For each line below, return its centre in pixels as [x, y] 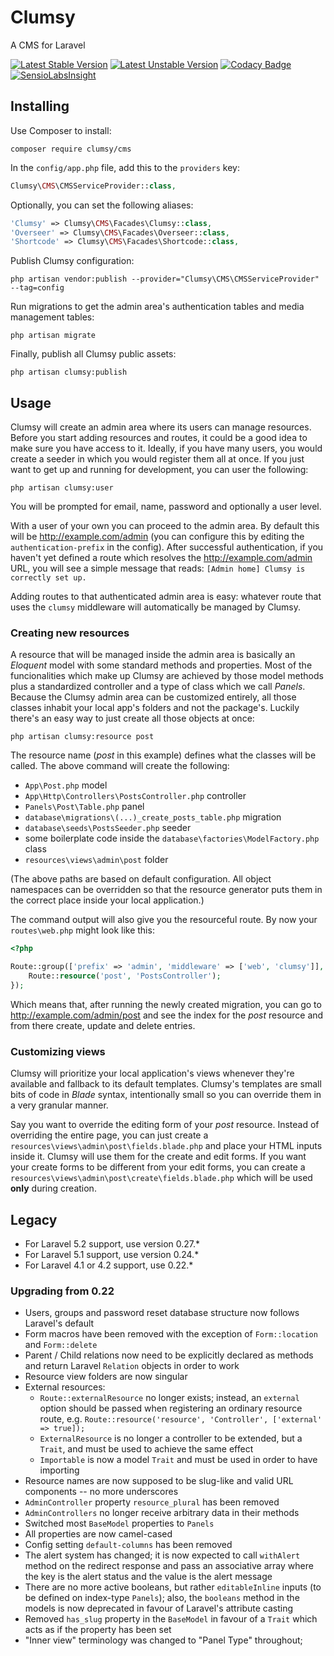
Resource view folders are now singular [106, 1377]
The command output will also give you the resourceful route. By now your [164, 920]
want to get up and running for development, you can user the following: [159, 470]
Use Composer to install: [61, 130]
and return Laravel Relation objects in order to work [132, 1366]
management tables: [52, 317]
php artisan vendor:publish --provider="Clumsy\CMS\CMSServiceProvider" [165, 279]
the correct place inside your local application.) [107, 900]
